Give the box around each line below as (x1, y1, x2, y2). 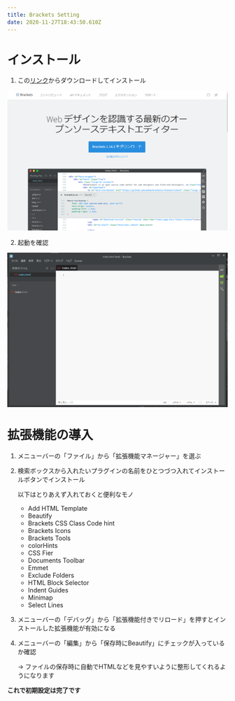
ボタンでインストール (23, 475, 85, 483)
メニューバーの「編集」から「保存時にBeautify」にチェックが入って (17, 639, 213, 647)
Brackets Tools (27, 534, 71, 542)
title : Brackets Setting (7, 11, 80, 18)
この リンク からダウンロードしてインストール (17, 76, 147, 85)
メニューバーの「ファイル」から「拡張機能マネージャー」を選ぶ (17, 451, 201, 460)
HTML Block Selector (27, 578, 90, 587)
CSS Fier (27, 548, 54, 557)
